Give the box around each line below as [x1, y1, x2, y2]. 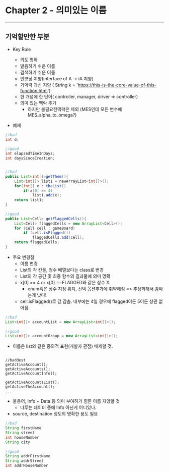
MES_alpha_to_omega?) [27, 112, 77, 118]
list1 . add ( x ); [32, 193, 62, 198]
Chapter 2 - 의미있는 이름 [5, 5, 107, 16]
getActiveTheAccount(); [5, 384, 55, 389]
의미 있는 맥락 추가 [20, 99, 57, 106]
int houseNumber [5, 435, 39, 440]
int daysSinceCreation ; [5, 156, 55, 161]
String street [5, 430, 35, 435]
